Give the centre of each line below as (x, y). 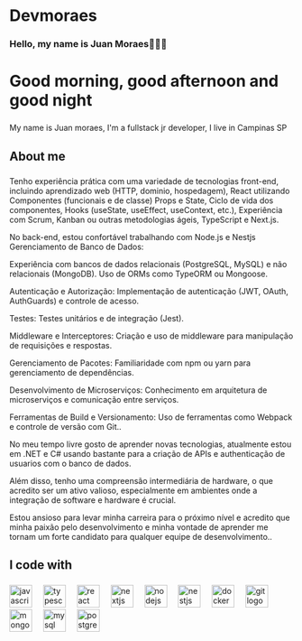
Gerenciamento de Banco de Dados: (77, 246)
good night (51, 101)
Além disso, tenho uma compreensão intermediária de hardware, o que (141, 480)
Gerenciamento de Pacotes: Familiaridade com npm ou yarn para (130, 363)
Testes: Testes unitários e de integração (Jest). (97, 318)
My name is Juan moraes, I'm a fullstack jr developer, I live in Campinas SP (148, 128)
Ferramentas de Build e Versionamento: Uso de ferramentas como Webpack (151, 417)
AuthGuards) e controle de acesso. (74, 301)
